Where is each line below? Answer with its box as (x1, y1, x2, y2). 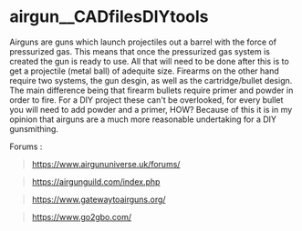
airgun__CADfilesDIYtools (9, 6, 209, 27)
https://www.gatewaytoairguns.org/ (31, 194, 166, 205)
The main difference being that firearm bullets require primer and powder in (9, 85, 294, 95)
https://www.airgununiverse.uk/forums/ (31, 158, 181, 169)
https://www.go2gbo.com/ (31, 211, 132, 222)
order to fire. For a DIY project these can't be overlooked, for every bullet (9, 94, 284, 105)
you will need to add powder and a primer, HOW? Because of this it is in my (9, 104, 293, 115)
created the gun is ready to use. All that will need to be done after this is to (9, 55, 289, 66)
